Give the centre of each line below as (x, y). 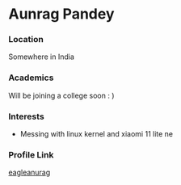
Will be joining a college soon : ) (61, 95)
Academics (31, 78)
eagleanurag (29, 172)
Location (26, 40)
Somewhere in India (42, 57)
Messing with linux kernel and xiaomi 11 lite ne (97, 134)
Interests (26, 116)
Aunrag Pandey (61, 14)
